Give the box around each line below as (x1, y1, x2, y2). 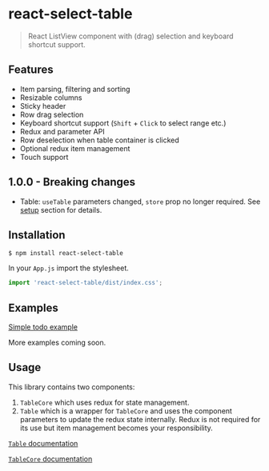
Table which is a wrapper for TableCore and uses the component (19, 405, 232, 416)
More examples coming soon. (8, 337, 106, 348)
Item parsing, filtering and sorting (19, 84, 130, 94)
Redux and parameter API (19, 126, 106, 136)
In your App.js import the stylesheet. (8, 263, 130, 273)
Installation (8, 228, 66, 241)
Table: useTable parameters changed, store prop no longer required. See (19, 197, 261, 206)
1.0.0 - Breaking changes (8, 175, 136, 189)
